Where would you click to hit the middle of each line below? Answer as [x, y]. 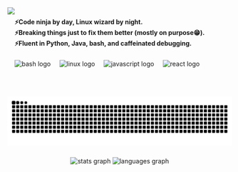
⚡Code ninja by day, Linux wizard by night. [79, 21]
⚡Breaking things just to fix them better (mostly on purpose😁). [110, 32]
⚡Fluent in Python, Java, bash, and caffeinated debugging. [103, 43]
